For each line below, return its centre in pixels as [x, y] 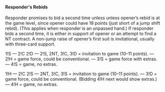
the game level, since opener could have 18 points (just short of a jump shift [83, 23]
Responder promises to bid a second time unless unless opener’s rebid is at [82, 18]
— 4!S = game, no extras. [31, 64]
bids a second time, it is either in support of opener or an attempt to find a [81, 34]
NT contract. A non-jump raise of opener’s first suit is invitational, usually [80, 39]
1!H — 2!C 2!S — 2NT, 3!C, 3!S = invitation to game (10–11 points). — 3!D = [81, 74]
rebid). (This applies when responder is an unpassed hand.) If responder [80, 28]
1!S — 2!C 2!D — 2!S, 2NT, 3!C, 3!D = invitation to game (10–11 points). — [80, 54]
